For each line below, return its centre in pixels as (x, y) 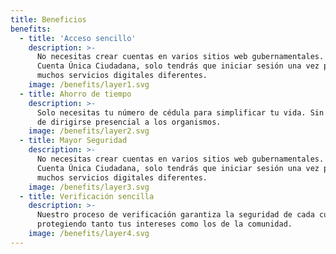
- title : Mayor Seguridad (73, 141)
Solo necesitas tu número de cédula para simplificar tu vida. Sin (180, 112)
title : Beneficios (48, 19)
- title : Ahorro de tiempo (75, 94)
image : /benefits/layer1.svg (89, 85)
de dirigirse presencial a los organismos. (129, 122)
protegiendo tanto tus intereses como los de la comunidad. (164, 224)
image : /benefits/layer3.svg (89, 187)
